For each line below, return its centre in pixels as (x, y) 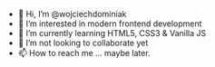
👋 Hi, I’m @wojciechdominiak (72, 14)
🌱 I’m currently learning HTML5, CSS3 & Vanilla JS (112, 33)
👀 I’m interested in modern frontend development (110, 24)
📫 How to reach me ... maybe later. (84, 53)
